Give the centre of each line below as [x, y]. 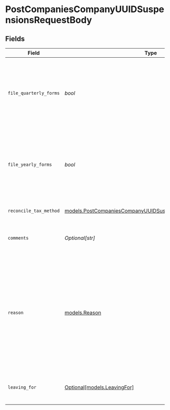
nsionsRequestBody [49, 20]
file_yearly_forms [30, 165]
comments [18, 238]
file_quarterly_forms [34, 93]
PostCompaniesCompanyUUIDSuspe [85, 9]
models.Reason [83, 313]
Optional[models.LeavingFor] [99, 387]
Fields [15, 39]
